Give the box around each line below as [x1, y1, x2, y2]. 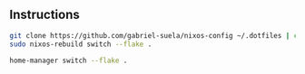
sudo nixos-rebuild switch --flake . [9, 40, 152, 49]
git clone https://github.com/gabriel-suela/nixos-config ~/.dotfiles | [9, 31, 290, 40]
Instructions [9, 7, 80, 23]
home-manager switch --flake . [9, 56, 128, 65]
